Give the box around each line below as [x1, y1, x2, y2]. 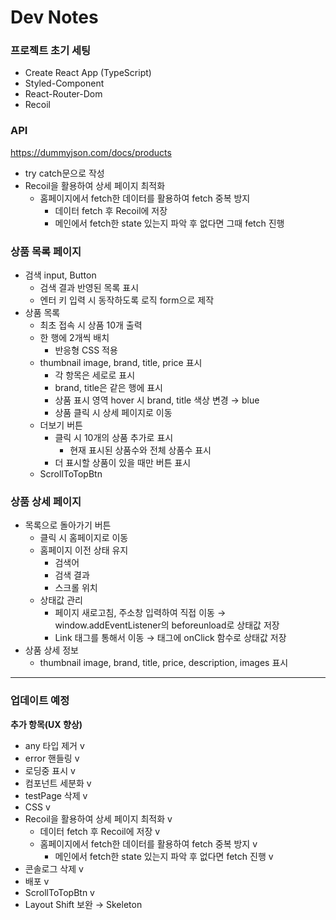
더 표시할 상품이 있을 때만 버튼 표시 [54, 457, 192, 469]
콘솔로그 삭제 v [24, 862, 84, 875]
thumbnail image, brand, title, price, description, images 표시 [39, 657, 289, 669]
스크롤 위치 [54, 582, 98, 594]
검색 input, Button [24, 269, 97, 281]
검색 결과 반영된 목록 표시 [39, 282, 140, 294]
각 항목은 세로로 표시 [54, 369, 136, 381]
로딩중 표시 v [24, 764, 76, 776]
